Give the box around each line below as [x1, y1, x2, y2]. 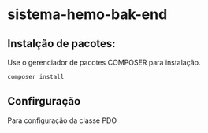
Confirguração [7, 94, 81, 108]
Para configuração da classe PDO [7, 116, 117, 125]
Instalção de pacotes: [7, 37, 116, 50]
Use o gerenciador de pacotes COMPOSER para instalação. [7, 57, 201, 67]
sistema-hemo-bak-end [7, 6, 168, 24]
